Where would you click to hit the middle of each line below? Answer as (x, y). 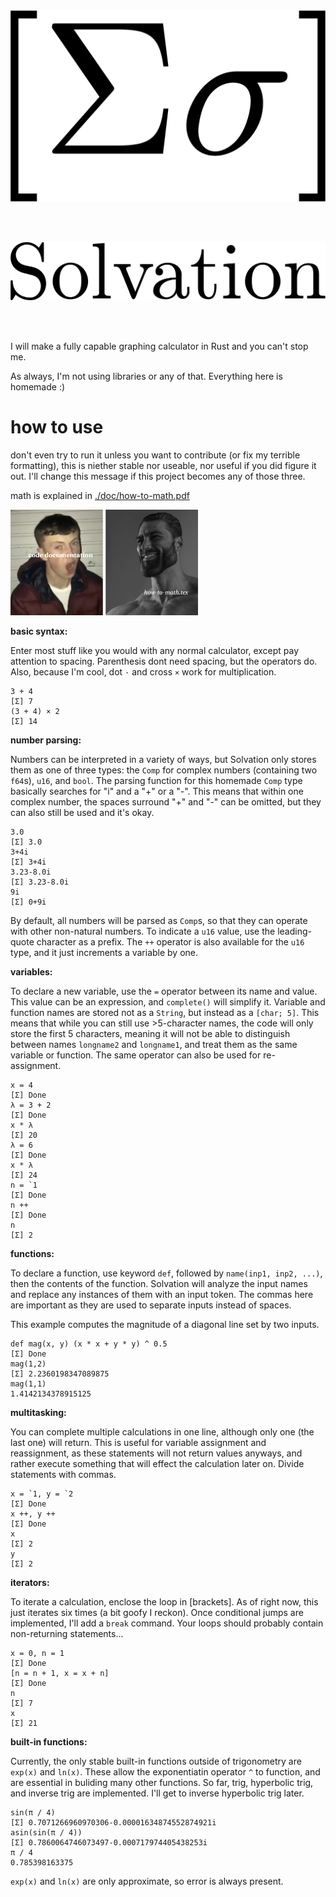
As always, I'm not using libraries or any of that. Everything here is (146, 376)
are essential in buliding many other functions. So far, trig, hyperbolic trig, (162, 1782)
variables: (31, 971)
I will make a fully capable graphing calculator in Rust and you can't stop (159, 346)
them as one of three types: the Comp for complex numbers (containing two (164, 770)
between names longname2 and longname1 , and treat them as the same (154, 1044)
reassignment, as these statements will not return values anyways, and (156, 1453)
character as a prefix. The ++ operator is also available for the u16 (170, 941)
